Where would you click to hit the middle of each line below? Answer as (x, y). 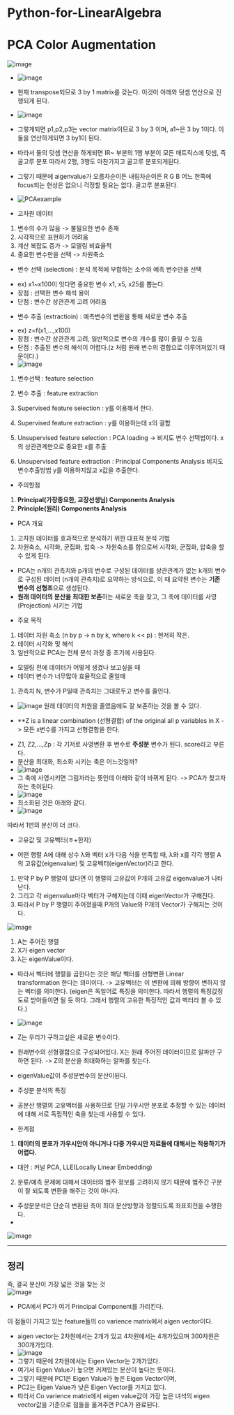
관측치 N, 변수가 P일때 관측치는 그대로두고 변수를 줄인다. (94, 691)
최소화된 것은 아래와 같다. (52, 803)
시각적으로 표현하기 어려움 (53, 237)
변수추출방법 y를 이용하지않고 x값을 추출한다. (78, 470)
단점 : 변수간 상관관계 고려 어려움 (62, 302)
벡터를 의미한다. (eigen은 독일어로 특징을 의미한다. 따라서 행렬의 (112, 991)
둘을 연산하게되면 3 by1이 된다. (59, 138)
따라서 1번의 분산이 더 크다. (44, 825)
